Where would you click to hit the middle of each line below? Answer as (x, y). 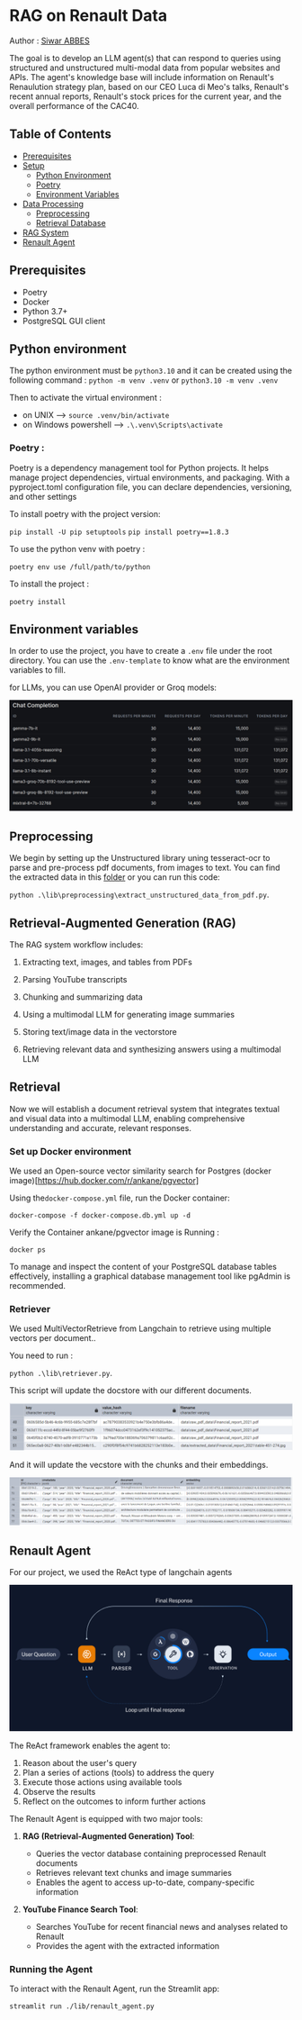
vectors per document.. (53, 1338)
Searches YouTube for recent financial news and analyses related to (162, 1926)
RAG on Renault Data (89, 16)
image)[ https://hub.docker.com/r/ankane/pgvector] (104, 1181)
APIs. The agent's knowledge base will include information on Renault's (142, 77)
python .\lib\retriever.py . (61, 1373)
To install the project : (49, 584)
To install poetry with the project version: (85, 513)
